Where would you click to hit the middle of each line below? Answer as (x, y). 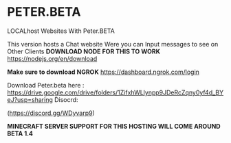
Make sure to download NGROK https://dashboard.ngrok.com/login (103, 72)
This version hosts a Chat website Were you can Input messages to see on (113, 44)
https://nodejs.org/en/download (52, 58)
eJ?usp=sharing (30, 99)
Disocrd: (66, 99)
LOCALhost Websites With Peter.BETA (61, 31)
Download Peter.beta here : (46, 85)
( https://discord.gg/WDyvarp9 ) (51, 113)
